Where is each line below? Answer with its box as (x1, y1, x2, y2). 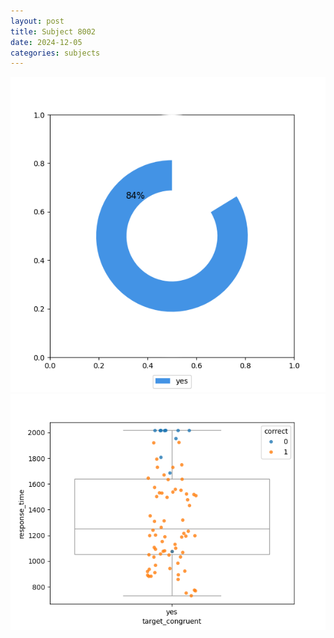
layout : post (10, 16, 65, 26)
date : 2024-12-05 (10, 37, 83, 47)
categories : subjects (10, 48, 101, 58)
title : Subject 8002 (10, 26, 97, 37)
